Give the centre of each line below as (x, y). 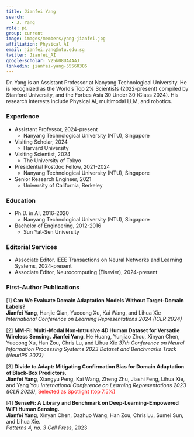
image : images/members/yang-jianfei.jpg (56, 39)
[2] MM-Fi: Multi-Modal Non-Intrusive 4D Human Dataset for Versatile (93, 330)
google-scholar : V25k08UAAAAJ (43, 60)
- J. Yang (23, 22)
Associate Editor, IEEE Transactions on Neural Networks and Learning (98, 260)
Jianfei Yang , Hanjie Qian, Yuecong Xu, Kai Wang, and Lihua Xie (84, 313)
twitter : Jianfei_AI (31, 55)
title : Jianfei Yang (31, 11)
